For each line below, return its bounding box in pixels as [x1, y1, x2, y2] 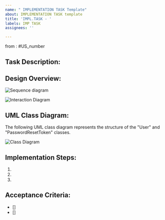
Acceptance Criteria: [5, 191, 70, 199]
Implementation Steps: [5, 153, 77, 161]
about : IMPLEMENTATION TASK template [5, 12, 83, 17]
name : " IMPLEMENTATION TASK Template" [5, 7, 87, 12]
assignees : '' [5, 26, 34, 31]
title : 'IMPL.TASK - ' [5, 16, 52, 21]
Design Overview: [5, 74, 62, 83]
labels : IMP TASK [5, 21, 41, 26]
